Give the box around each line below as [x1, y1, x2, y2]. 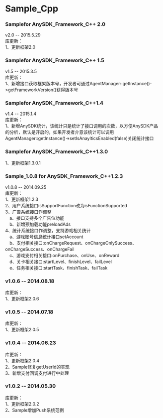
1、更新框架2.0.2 [5, 401, 39, 407]
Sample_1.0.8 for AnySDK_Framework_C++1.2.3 [5, 173, 123, 180]
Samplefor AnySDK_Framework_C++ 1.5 [5, 57, 104, 64]
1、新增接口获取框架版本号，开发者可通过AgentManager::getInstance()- [5, 80, 153, 86]
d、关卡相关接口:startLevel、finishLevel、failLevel [9, 259, 112, 265]
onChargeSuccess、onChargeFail [5, 246, 75, 252]
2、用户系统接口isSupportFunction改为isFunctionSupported [5, 202, 128, 208]
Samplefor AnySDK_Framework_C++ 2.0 [5, 21, 106, 28]
